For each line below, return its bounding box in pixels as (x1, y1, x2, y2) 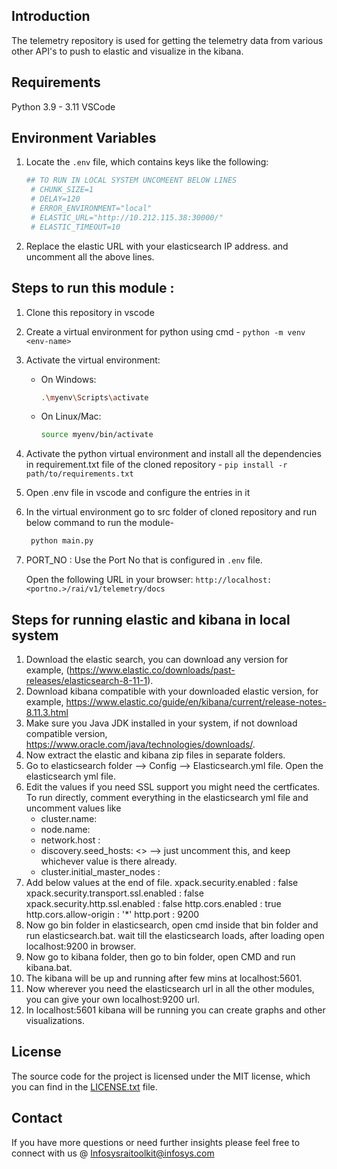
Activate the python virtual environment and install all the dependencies (25, 448, 322, 460)
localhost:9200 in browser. (25, 940, 137, 952)
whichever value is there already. (40, 855, 178, 867)
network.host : (40, 834, 101, 846)
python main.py (30, 536, 94, 546)
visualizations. (25, 1014, 86, 1026)
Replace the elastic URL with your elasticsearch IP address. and (25, 240, 289, 252)
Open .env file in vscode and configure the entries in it (25, 487, 251, 499)
